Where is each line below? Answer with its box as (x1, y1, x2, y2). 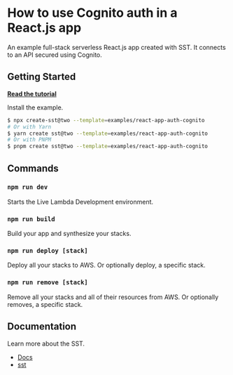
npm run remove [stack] (7, 279, 89, 287)
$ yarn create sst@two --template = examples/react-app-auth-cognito (7, 130, 209, 137)
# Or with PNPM (7, 136, 52, 143)
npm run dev (7, 183, 48, 191)
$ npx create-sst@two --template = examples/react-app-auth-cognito (7, 117, 205, 124)
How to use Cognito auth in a (7, 5, 178, 21)
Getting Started (7, 71, 76, 83)
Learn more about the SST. (7, 339, 85, 348)
